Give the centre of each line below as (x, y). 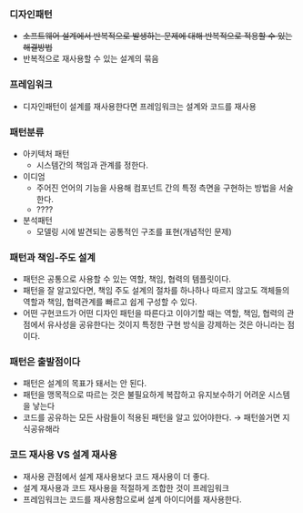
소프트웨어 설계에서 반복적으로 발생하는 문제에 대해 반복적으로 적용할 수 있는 (157, 36)
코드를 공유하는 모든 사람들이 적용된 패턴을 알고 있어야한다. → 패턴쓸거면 (151, 417)
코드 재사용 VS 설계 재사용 (63, 455)
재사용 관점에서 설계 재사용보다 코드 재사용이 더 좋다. (116, 477)
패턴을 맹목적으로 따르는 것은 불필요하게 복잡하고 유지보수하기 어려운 (144, 395)
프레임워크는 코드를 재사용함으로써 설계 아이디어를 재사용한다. (132, 499)
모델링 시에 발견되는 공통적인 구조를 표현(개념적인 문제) (134, 231)
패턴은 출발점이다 (45, 362)
